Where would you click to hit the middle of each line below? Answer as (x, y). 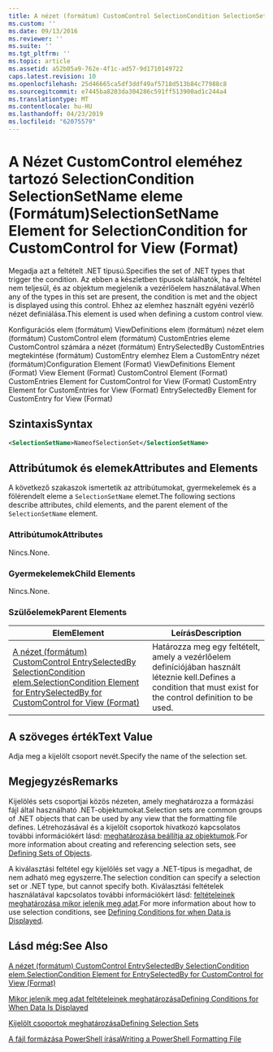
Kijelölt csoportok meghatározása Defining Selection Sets (104, 1023)
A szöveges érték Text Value (80, 736)
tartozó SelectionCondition (102, 179)
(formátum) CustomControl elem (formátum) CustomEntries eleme (119, 338)
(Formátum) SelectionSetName (114, 214)
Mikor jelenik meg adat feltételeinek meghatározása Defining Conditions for (134, 998)
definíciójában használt (196, 667)
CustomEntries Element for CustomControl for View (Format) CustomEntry (133, 381)
